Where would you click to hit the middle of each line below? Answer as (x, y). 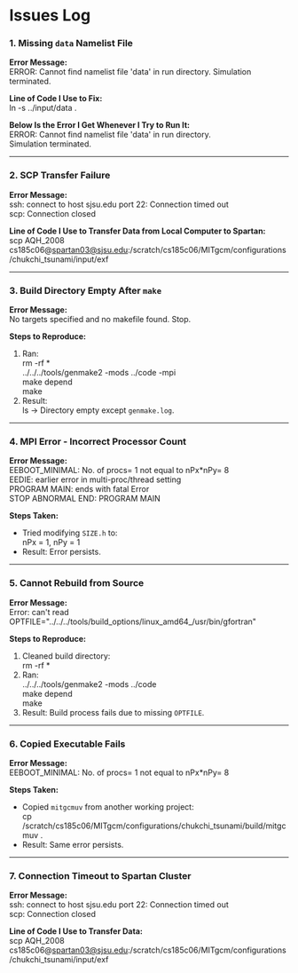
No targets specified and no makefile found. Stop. (100, 320)
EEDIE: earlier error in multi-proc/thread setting (95, 479)
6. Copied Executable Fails (67, 744)
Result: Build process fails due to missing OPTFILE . (113, 712)
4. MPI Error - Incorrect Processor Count (98, 442)
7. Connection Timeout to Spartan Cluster (100, 875)
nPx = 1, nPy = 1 (51, 542)
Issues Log (50, 16)
